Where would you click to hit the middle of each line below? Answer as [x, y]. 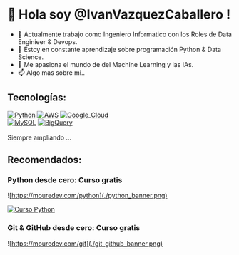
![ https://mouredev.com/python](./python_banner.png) [87, 196]
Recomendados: [45, 160]
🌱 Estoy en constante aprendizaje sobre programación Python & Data [119, 49]
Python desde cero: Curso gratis [65, 180]
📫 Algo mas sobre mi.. [51, 72]
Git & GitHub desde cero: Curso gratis [74, 228]
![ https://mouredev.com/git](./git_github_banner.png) [85, 243]
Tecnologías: [37, 98]
